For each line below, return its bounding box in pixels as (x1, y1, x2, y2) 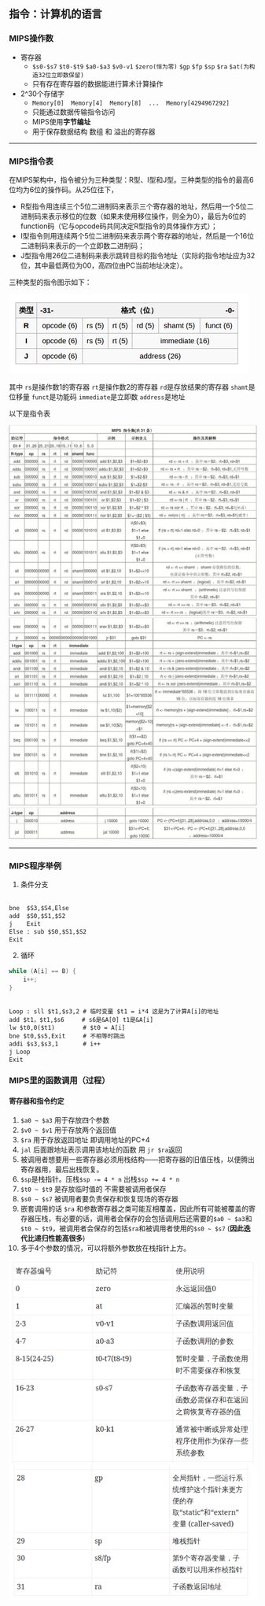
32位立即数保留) (38, 71, 85, 79)
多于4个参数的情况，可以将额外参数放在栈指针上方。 (20, 1243, 191, 1253)
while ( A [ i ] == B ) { (9, 967, 77, 975)
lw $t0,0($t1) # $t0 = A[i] (9, 1023, 126, 1031)
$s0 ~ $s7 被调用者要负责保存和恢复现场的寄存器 (20, 1193, 179, 1203)
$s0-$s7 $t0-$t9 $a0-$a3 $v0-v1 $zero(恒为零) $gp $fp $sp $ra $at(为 (31, 62, 250, 71)
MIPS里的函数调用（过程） (9, 1075, 110, 1086)
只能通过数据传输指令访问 (31, 107, 116, 117)
